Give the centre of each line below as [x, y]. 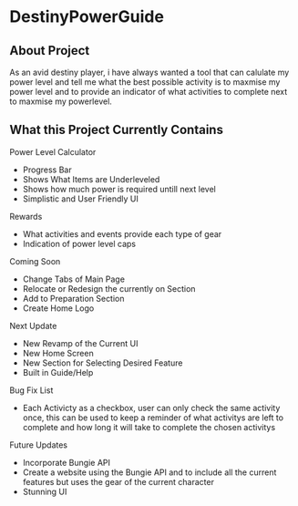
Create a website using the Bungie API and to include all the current [149, 472]
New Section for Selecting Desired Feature [103, 363]
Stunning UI [45, 491]
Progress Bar [47, 170]
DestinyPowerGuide [87, 17]
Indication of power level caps [79, 243]
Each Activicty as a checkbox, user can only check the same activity [151, 408]
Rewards [26, 216]
